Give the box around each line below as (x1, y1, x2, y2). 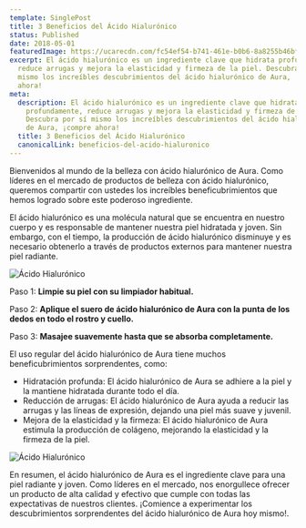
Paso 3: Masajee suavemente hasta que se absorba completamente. (9, 330, 273, 341)
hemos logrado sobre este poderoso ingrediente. (9, 194, 193, 205)
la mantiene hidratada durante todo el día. (22, 385, 180, 396)
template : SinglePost (9, 13, 92, 23)
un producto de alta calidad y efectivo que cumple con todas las (9, 488, 250, 499)
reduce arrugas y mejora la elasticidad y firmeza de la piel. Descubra (17, 65, 300, 74)
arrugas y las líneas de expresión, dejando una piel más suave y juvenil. (22, 404, 291, 415)
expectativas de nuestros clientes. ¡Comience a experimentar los (9, 498, 253, 509)
